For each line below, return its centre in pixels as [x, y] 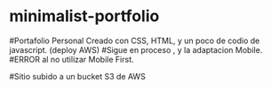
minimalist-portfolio [84, 16]
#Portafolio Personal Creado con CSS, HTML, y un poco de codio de [135, 41]
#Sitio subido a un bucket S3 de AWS [78, 76]
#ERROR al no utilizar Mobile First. [72, 59]
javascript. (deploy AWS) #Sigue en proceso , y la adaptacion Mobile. [136, 49]
